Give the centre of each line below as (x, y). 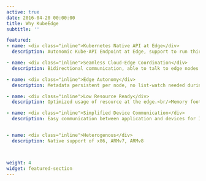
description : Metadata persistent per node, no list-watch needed (98, 85)
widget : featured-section (39, 168)
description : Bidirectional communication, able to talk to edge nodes (105, 68)
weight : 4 (19, 163)
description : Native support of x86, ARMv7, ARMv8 (78, 141)
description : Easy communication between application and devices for (104, 119)
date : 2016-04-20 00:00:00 (41, 18)
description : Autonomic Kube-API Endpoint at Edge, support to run (100, 52)
